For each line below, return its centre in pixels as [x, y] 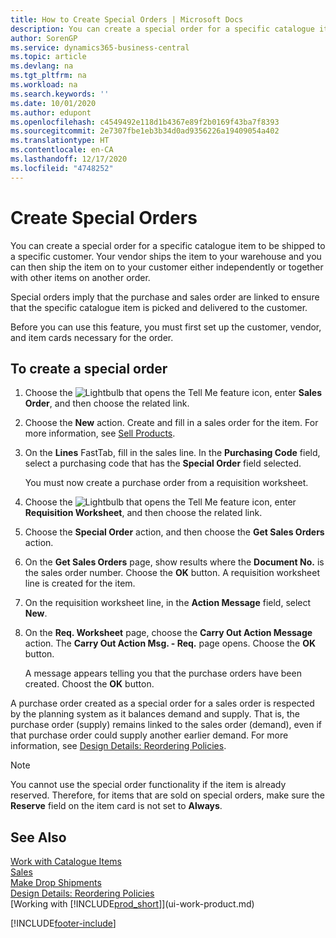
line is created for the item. [80, 583]
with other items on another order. [80, 277]
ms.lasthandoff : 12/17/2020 [69, 159]
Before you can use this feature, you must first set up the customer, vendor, [166, 327]
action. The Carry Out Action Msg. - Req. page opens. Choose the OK [170, 643]
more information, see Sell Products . [100, 433]
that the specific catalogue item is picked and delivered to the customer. [159, 307]
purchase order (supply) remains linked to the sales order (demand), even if [166, 725]
